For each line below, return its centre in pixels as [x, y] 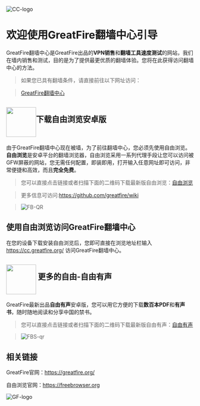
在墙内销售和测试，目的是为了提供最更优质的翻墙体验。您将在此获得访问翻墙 [100, 60]
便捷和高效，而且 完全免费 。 [45, 170]
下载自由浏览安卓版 [71, 119]
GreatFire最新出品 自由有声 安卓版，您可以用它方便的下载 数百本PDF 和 [90, 305]
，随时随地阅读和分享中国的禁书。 [53, 312]
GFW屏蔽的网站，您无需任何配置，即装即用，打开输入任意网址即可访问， [96, 162]
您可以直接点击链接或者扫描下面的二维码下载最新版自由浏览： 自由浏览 [107, 182]
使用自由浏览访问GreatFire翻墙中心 [71, 227]
